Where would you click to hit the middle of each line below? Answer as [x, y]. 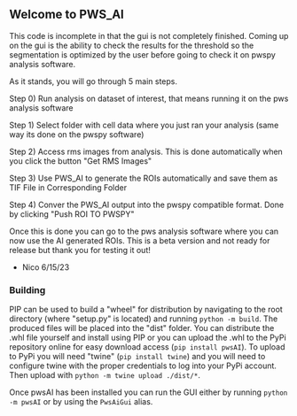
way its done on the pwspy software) [77, 134]
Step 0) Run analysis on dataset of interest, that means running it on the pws [149, 98]
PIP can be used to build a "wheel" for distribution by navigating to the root [146, 310]
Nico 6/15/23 [46, 267]
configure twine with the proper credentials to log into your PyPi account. [143, 366]
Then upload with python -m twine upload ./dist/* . [105, 375]
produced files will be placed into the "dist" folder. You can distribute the [142, 328]
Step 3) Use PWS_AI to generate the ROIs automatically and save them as [144, 178]
